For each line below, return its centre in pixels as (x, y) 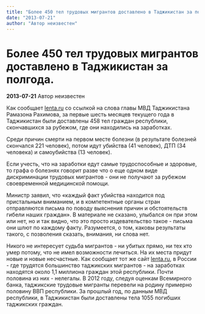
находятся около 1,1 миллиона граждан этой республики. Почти (90, 272)
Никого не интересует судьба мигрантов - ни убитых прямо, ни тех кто (99, 246)
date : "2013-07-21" (31, 18)
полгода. (30, 79)
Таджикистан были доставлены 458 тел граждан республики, (87, 121)
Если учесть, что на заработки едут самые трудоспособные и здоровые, (102, 164)
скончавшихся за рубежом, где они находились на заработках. (89, 127)
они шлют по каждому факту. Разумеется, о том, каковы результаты (96, 228)
